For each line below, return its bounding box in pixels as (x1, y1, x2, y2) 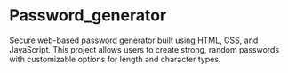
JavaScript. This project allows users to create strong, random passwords (9, 44, 280, 54)
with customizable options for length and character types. (9, 53, 221, 64)
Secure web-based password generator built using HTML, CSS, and (9, 35, 259, 45)
